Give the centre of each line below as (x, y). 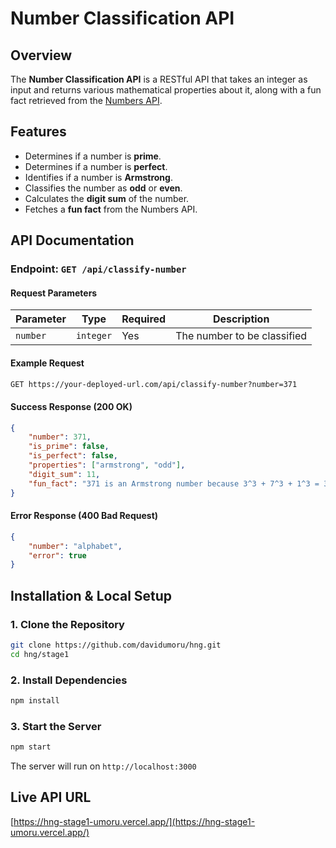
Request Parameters (54, 293)
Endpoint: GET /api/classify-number (98, 269)
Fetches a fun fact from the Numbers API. (111, 209)
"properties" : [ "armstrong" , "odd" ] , (107, 465)
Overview (41, 55)
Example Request (47, 363)
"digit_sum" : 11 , (64, 474)
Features (38, 132)
